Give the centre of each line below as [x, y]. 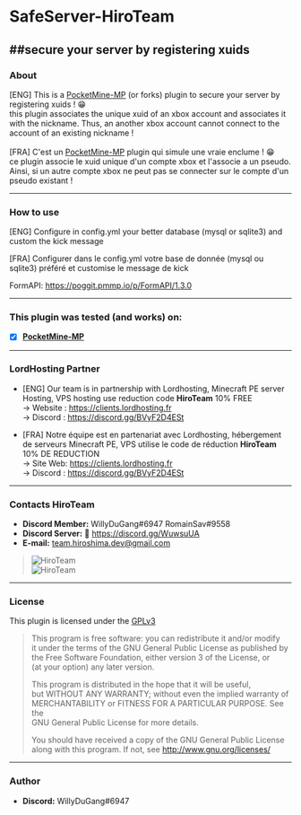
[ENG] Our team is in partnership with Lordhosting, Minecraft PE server [153, 389]
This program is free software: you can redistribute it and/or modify [155, 638]
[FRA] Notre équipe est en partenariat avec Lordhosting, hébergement [152, 434]
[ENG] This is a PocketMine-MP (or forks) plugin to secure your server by [145, 94]
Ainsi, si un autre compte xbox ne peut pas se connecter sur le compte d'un [149, 171]
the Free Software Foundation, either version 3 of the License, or [150, 658]
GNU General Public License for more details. [115, 723]
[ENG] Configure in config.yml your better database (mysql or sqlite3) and [146, 232]
